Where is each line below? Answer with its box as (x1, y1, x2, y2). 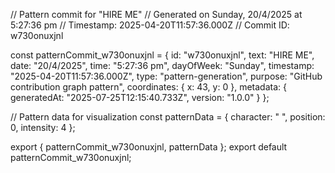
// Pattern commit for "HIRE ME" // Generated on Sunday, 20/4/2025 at (10, 9, 303, 20)
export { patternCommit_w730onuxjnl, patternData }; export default (10, 141, 288, 153)
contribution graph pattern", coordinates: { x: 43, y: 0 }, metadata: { (10, 81, 287, 93)
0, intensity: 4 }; (10, 122, 76, 133)
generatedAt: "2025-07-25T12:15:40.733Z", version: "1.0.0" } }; (10, 92, 270, 103)
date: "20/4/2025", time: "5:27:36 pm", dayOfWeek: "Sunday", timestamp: (10, 60, 315, 71)
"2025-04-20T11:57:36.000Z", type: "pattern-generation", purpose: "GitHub (10, 70, 323, 82)
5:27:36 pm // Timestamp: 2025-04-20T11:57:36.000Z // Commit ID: (10, 19, 290, 31)
